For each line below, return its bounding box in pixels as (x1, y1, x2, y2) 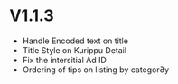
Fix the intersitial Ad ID (22, 54, 107, 65)
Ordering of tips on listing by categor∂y (22, 64, 170, 75)
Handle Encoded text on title (22, 35, 129, 46)
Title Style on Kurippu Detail (22, 44, 127, 55)
